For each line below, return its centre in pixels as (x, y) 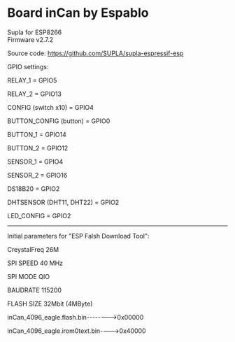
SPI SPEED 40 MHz (35, 263)
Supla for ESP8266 (35, 32)
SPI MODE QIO (29, 276)
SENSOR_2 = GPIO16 (37, 175)
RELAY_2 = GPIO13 (34, 94)
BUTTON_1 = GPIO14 (37, 134)
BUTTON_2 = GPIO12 (38, 148)
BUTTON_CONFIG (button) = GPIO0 (59, 121)
